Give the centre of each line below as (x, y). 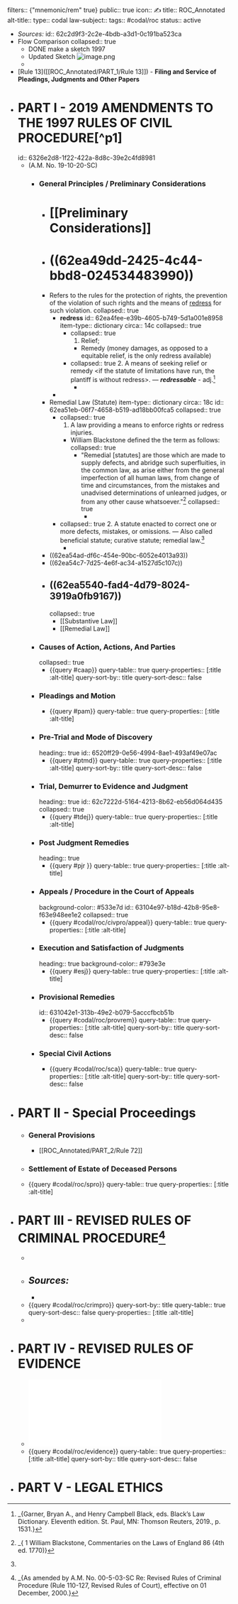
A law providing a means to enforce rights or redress (147, 425)
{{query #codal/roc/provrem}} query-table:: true (119, 1020)
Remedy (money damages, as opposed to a (144, 348)
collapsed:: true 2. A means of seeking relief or (139, 363)
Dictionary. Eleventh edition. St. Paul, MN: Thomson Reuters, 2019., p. (119, 1522)
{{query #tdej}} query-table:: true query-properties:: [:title (134, 817)
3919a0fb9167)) (85, 596)
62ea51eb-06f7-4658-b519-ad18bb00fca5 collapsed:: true (135, 410)
